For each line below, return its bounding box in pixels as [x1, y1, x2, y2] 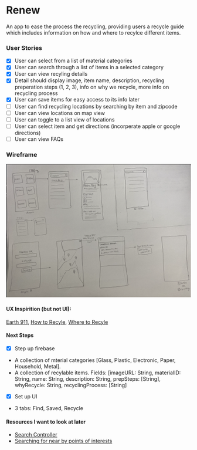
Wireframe [6, 150, 38, 158]
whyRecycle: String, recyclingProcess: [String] [14, 381, 127, 388]
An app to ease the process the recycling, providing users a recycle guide [6, 23, 185, 30]
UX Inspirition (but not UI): [6, 305, 72, 312]
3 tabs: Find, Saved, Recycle [14, 404, 84, 411]
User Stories [6, 43, 43, 52]
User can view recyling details [14, 70, 88, 77]
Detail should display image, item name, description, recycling [14, 77, 165, 84]
